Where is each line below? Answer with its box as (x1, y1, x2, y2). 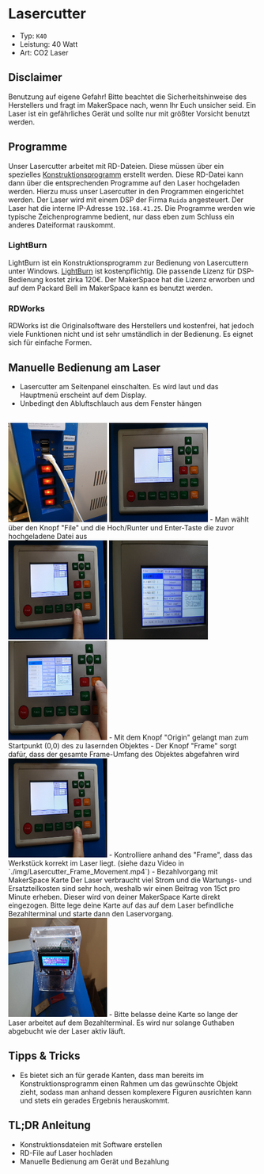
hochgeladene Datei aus (8, 531, 88, 541)
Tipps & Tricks (8, 1050, 81, 1063)
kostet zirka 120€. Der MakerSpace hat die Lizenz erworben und (44, 274, 255, 284)
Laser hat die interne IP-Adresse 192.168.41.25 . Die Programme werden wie (8, 203, 255, 212)
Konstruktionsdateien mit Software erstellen (19, 1139, 163, 1149)
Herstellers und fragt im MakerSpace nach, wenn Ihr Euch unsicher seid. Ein (8, 100, 257, 109)
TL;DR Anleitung (8, 1119, 91, 1132)
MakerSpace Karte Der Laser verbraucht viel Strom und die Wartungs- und (8, 875, 252, 885)
